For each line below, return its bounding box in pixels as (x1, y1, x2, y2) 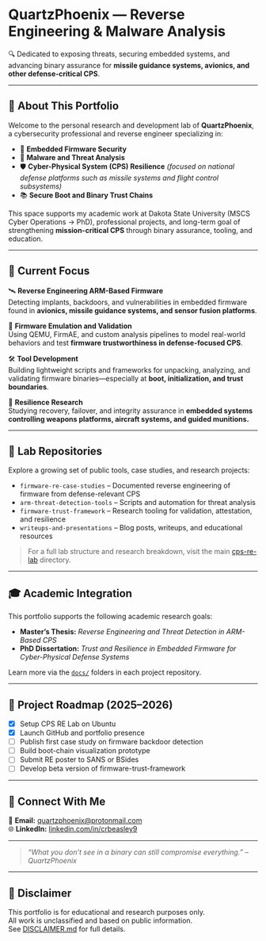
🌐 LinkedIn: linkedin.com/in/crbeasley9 (8, 824, 138, 834)
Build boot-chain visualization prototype (19, 746, 150, 755)
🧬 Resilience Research (8, 397, 83, 407)
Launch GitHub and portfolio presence (19, 728, 145, 738)
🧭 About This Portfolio (8, 99, 120, 113)
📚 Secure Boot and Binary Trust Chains (19, 190, 154, 200)
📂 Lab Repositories (8, 444, 103, 457)
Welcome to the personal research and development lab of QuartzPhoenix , (8, 120, 255, 130)
